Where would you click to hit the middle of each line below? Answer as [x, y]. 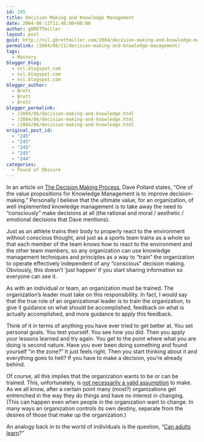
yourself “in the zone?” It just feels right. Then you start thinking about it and [102, 352]
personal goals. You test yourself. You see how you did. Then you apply [96, 332]
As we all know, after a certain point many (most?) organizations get [91, 389]
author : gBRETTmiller [34, 29]
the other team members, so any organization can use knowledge [89, 251]
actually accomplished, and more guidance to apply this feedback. [90, 314]
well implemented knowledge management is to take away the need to [94, 206]
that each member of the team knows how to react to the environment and [99, 244]
